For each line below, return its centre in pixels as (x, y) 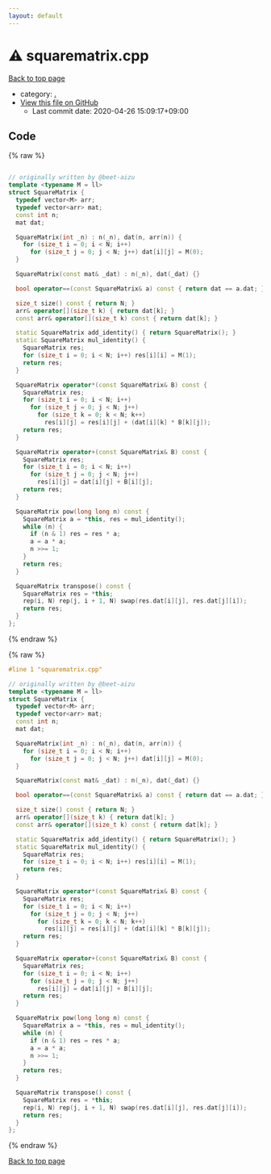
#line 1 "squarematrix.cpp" (56, 669)
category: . (38, 94)
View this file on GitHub (59, 102)
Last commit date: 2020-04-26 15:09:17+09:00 (110, 111)
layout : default (35, 16)
